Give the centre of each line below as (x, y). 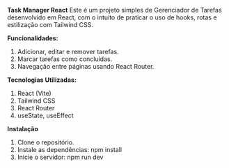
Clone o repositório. (46, 142)
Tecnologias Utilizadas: (42, 80)
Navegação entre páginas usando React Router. (86, 66)
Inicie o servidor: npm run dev (60, 157)
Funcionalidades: (33, 38)
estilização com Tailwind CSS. (50, 25)
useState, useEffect (46, 115)
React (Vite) (34, 93)
